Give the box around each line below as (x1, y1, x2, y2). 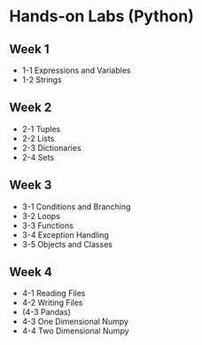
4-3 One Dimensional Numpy (21, 317, 128, 327)
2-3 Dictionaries (21, 142, 82, 153)
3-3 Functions (21, 220, 74, 231)
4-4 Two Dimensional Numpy (21, 325, 130, 336)
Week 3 (9, 177, 52, 192)
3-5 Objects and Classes (21, 239, 113, 249)
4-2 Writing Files (21, 297, 83, 308)
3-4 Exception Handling (21, 229, 109, 240)
